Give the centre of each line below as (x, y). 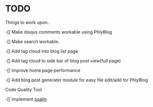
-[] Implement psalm (26, 99)
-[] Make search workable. (32, 41)
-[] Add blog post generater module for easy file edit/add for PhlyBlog (76, 80)
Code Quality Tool (24, 89)
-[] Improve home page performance (43, 70)
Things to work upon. (27, 22)
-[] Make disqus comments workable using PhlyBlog (59, 32)
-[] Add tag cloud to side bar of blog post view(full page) (63, 60)
